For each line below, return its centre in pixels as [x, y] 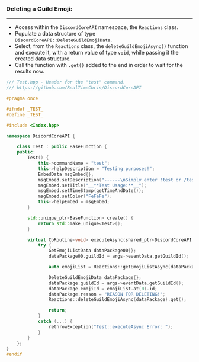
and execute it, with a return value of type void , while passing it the [97, 53]
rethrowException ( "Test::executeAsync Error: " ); [111, 327]
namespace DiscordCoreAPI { [41, 136]
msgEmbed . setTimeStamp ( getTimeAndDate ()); [91, 191]
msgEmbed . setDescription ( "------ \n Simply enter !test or [110, 180]
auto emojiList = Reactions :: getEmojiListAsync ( [109, 267]
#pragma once [22, 99]
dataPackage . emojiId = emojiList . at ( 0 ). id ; [103, 289]
